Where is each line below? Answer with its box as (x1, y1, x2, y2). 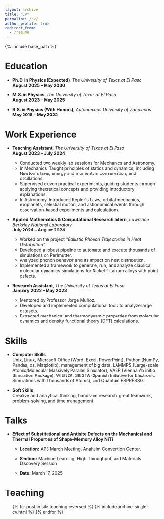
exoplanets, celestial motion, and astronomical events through (19, 202, 145, 207)
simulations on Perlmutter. (19, 252, 72, 258)
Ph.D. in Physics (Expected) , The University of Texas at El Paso (12, 77, 142, 83)
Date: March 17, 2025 (19, 470, 63, 476)
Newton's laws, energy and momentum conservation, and (19, 170, 136, 176)
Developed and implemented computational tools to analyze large (19, 302, 152, 308)
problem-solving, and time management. (12, 398, 94, 404)
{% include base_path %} (5, 44, 57, 49)
